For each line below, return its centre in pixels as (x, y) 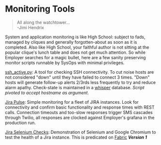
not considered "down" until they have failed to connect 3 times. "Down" (77, 77)
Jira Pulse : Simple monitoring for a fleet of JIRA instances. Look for (72, 102)
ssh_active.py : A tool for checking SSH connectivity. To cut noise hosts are (80, 72)
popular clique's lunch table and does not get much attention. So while (75, 52)
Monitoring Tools (40, 9)
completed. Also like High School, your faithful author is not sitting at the (77, 47)
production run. (21, 123)
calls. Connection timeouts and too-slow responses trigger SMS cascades (79, 112)
